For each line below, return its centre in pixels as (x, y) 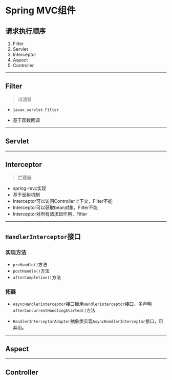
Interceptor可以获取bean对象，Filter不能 (55, 207)
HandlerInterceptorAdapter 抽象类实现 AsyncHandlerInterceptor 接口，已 (88, 321)
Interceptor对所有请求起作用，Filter (50, 214)
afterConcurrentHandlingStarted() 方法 (54, 310)
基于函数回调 (26, 120)
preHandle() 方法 (30, 265)
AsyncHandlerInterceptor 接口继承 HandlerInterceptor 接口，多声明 (82, 304)
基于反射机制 (26, 195)
